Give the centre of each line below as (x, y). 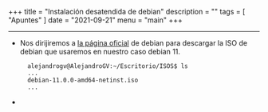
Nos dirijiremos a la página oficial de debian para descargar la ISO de (134, 43)
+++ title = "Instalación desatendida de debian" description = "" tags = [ (127, 12)
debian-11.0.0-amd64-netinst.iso (83, 80)
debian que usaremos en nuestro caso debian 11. (100, 52)
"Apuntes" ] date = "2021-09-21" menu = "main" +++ (96, 20)
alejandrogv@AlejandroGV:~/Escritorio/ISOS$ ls (108, 66)
